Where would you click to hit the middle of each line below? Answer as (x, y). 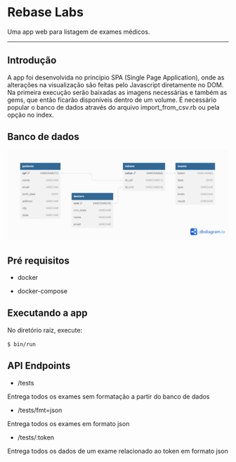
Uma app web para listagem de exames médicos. (79, 32)
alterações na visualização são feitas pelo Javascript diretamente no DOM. (116, 84)
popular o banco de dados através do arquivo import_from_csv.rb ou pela (113, 107)
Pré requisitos (39, 261)
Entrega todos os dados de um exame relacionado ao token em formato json (118, 451)
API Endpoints (39, 366)
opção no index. (31, 115)
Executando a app (47, 313)
